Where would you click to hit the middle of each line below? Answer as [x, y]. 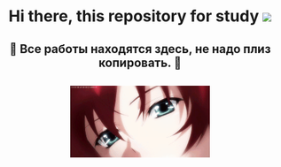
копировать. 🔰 [140, 62]
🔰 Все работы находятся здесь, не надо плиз [140, 49]
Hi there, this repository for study [134, 16]
